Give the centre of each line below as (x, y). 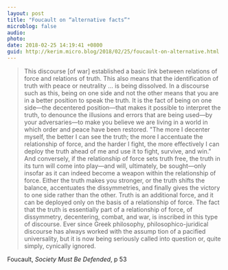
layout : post (26, 13)
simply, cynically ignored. (60, 246)
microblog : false (32, 26)
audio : (16, 33)
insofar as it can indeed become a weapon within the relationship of (120, 173)
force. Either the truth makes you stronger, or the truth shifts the (114, 180)
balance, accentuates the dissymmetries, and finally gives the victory (122, 187)
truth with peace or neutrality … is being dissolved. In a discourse (116, 86)
